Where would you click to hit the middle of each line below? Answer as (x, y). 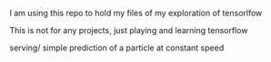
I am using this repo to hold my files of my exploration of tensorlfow (136, 13)
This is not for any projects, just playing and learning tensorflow (129, 30)
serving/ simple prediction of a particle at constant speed (117, 48)
